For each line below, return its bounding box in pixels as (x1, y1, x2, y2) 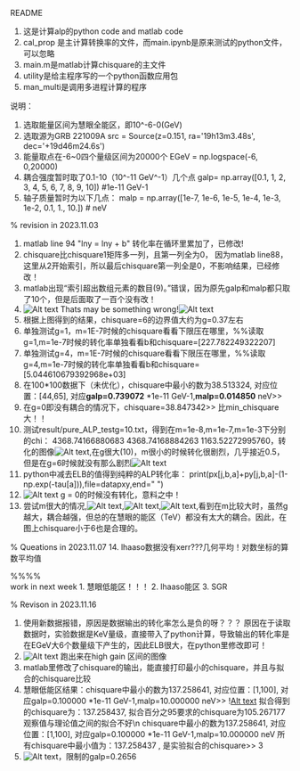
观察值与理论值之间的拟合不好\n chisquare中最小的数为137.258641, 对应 (22, 718, 287, 728)
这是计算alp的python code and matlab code (22, 26, 183, 37)
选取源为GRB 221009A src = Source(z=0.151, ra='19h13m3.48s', (22, 131, 256, 141)
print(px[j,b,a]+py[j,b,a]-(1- (189, 469, 288, 480)
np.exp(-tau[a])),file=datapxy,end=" (22, 479, 155, 489)
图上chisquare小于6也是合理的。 (22, 523, 143, 533)
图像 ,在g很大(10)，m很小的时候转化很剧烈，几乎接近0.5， (38, 447, 285, 457)
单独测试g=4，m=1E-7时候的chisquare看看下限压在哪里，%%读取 (22, 348, 266, 358)
